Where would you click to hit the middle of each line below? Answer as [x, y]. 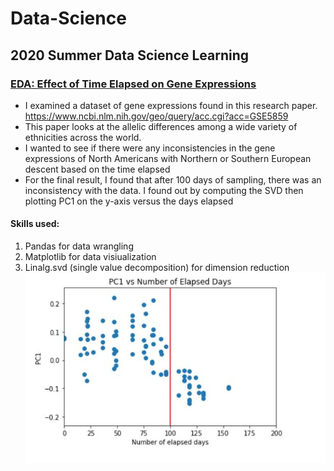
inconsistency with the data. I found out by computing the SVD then [164, 190]
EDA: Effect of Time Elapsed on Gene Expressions [133, 84]
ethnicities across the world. [83, 137]
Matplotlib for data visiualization [90, 257]
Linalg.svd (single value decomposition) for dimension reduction [157, 268]
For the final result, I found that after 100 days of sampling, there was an [173, 179]
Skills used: [35, 224]
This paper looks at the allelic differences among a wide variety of [161, 126]
